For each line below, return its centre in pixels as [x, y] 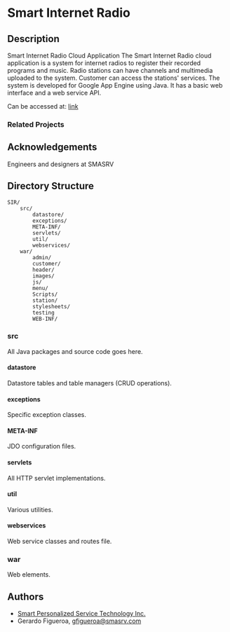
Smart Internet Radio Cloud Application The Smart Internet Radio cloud [109, 55]
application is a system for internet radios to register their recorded [104, 63]
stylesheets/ [52, 306]
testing [43, 312]
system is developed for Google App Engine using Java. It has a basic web [115, 85]
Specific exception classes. [47, 415]
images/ [43, 276]
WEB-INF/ [45, 319]
